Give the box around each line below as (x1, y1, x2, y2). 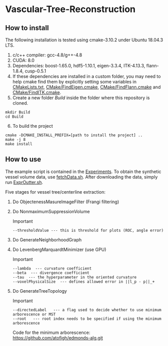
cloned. (12, 100, 29, 106)
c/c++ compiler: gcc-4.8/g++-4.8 (12, 52, 82, 58)
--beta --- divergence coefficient (12, 270, 90, 275)
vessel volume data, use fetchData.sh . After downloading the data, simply (5, 174, 158, 180)
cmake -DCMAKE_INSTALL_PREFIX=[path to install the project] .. (5, 133, 143, 138)
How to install (5, 24, 49, 32)
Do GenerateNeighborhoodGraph (12, 236, 82, 242)
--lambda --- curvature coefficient (12, 266, 92, 271)
